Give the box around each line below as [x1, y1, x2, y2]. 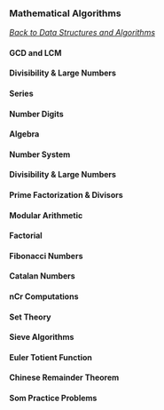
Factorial [9, 230, 43, 241]
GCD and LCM [9, 47, 62, 58]
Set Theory [9, 311, 51, 322]
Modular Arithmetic [9, 209, 83, 220]
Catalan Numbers [9, 271, 75, 281]
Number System [9, 149, 71, 160]
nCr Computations [9, 291, 79, 302]
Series [9, 88, 34, 99]
